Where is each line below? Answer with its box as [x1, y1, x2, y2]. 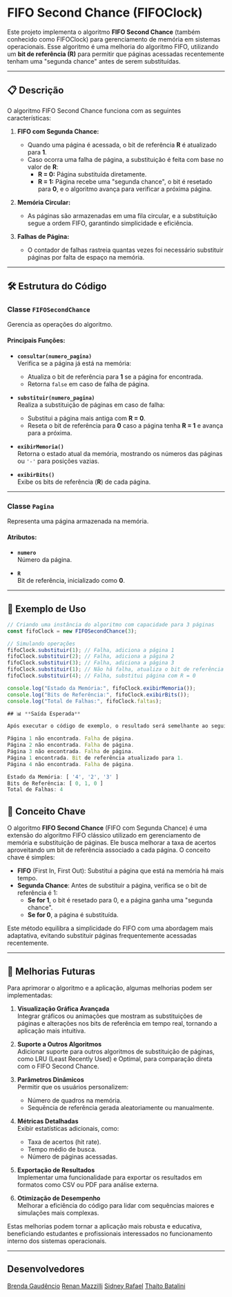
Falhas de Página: [17, 232, 70, 240]
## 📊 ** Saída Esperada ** [7, 710, 81, 717]
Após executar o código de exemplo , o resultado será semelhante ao [7, 723, 209, 729]
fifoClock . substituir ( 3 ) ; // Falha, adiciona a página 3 [7, 660, 175, 666]
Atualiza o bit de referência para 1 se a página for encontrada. [27, 372, 204, 381]
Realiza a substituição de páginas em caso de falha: [17, 400, 165, 409]
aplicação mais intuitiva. [17, 1026, 86, 1035]
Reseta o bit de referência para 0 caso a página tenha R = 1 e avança [27, 421, 223, 430]
